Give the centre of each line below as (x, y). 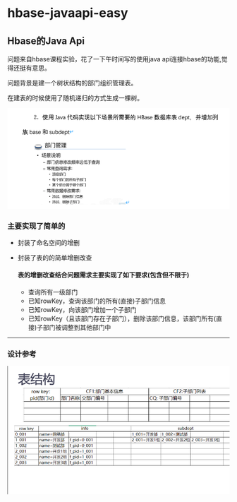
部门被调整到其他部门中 (77, 328)
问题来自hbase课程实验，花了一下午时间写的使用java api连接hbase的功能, (115, 59)
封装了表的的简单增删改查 (55, 257)
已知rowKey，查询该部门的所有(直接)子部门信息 (97, 301)
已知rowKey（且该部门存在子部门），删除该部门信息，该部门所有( (122, 318)
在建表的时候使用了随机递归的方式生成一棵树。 (75, 98)
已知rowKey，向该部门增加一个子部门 (82, 310)
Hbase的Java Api (46, 41)
